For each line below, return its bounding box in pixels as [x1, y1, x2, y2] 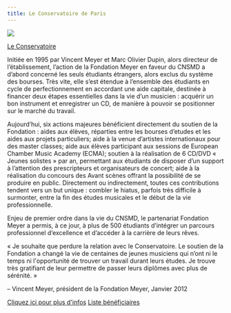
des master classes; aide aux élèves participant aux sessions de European [7, 142, 219, 150]
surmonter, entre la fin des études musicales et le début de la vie [7, 193, 192, 201]
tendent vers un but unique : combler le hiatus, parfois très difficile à [7, 185, 201, 194]
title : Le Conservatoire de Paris [7, 10, 107, 17]
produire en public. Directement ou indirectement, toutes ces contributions [7, 179, 219, 187]
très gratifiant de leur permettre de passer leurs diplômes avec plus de [7, 263, 208, 272]
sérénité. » [7, 271, 38, 279]
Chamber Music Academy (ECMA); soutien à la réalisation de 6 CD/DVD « [7, 149, 217, 157]
